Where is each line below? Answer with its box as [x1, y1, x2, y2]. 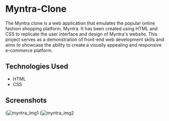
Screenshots [5, 96, 47, 105]
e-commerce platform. [5, 47, 53, 53]
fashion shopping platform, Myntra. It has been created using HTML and [5, 25, 158, 31]
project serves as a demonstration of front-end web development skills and [5, 36, 164, 43]
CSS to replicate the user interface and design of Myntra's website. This [5, 31, 158, 37]
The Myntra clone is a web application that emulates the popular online [5, 20, 155, 26]
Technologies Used [5, 62, 68, 71]
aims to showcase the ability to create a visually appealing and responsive [5, 42, 162, 48]
